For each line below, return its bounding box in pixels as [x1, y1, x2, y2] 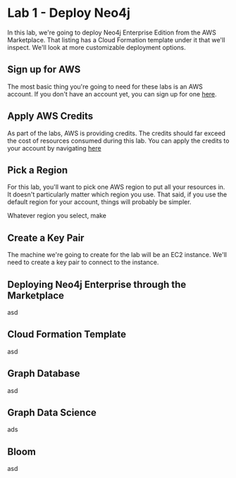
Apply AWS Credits [7, 111, 94, 122]
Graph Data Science [7, 407, 97, 419]
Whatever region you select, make [7, 211, 107, 220]
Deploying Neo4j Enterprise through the [7, 278, 187, 290]
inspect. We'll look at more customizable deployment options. [7, 43, 187, 51]
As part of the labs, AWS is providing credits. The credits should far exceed [7, 129, 225, 137]
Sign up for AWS [7, 63, 81, 75]
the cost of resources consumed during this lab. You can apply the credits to [7, 136, 230, 145]
